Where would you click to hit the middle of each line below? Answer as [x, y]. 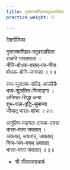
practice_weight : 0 [30, 17]
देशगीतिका [16, 40]
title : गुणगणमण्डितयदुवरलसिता [35, 12]
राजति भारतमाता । [24, 58]
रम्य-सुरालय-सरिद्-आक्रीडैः [32, 84]
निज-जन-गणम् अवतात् [28, 143]
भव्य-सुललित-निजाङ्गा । [30, 90]
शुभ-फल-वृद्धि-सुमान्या [27, 104]
